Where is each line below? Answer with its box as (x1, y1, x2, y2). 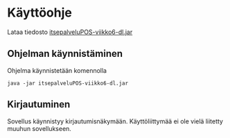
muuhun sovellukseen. (7, 124, 71, 132)
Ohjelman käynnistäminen (7, 48, 123, 60)
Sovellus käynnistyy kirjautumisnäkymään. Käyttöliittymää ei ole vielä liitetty (7, 117, 224, 126)
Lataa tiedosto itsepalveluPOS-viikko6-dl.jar (7, 28, 133, 36)
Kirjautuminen (7, 98, 71, 110)
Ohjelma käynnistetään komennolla (7, 66, 107, 74)
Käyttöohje (7, 5, 73, 21)
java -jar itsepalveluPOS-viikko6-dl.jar (7, 80, 129, 87)
